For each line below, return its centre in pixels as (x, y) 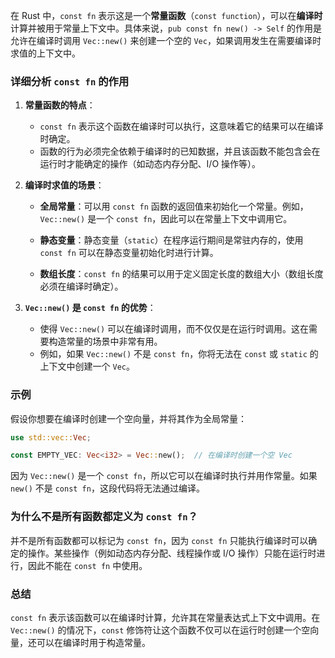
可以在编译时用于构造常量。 (93, 642)
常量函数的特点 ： (60, 105)
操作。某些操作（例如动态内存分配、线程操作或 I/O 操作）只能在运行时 (172, 553)
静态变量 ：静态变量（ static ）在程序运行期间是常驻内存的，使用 (171, 240)
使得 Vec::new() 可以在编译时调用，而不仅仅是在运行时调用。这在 (174, 329)
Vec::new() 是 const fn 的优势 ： (90, 308)
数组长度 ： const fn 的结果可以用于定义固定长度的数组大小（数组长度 (181, 274)
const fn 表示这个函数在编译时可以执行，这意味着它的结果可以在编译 (181, 126)
